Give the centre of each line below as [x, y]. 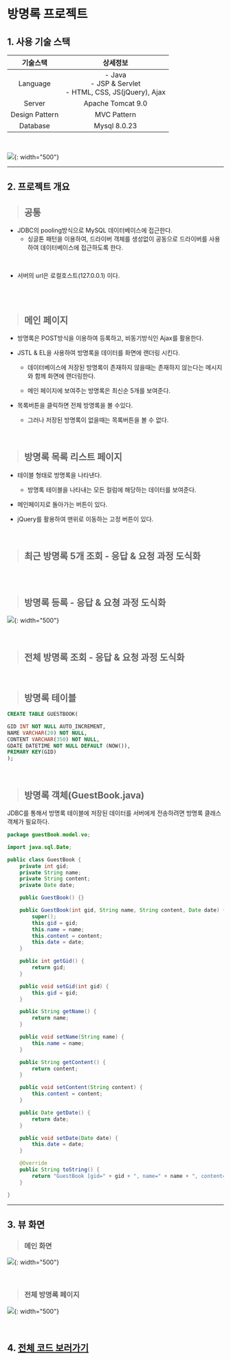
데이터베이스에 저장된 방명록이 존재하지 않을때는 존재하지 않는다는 [115, 368]
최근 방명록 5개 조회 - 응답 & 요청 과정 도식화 [112, 556]
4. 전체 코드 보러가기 [48, 1348]
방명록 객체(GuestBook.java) [84, 795]
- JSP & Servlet [115, 83]
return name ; [51, 1018]
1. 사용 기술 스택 [39, 42]
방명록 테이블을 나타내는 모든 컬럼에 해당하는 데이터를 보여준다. [112, 490]
